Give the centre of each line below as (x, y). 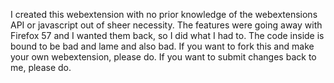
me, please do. (41, 67)
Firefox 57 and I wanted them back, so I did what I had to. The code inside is (167, 35)
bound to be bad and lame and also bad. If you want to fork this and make (162, 46)
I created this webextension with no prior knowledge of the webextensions (164, 14)
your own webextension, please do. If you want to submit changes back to (163, 57)
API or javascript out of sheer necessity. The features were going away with (166, 25)
